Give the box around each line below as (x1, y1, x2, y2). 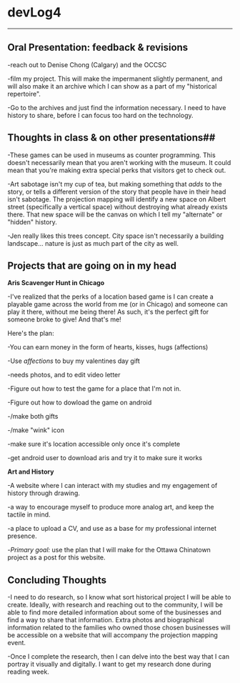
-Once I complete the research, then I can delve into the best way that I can (7, 652, 230, 661)
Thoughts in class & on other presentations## (7, 131, 216, 144)
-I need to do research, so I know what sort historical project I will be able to (7, 593, 231, 602)
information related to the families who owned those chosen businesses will (7, 623, 231, 632)
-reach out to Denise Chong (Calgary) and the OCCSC (7, 60, 167, 69)
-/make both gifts (7, 412, 59, 421)
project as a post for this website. (7, 553, 106, 562)
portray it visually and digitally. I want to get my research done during (7, 660, 211, 669)
